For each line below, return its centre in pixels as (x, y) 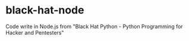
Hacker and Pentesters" (35, 32)
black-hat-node (45, 10)
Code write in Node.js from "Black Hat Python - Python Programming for (94, 26)
